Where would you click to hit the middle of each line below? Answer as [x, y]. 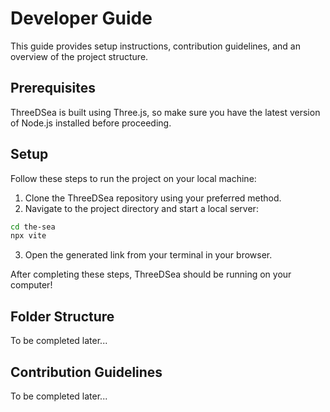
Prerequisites [53, 88]
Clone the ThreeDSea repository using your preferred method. [153, 198]
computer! [31, 285]
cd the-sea [33, 227]
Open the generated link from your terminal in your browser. [148, 255]
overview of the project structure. [79, 56]
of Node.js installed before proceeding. [91, 123]
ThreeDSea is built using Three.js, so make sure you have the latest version [165, 112]
